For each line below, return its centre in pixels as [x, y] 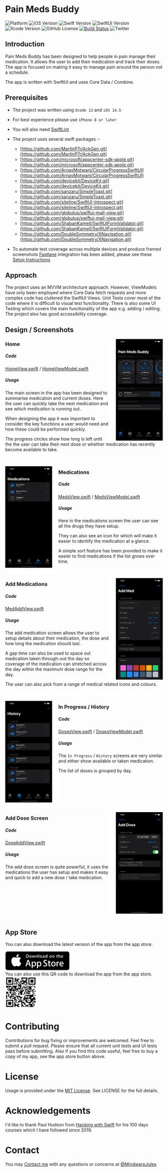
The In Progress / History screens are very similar [110, 756]
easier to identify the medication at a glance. [104, 541]
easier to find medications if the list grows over [106, 556]
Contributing [32, 1027]
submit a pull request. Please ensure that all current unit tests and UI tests [81, 1046]
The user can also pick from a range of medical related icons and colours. [81, 684]
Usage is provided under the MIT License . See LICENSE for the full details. [82, 1091]
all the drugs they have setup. [89, 526]
